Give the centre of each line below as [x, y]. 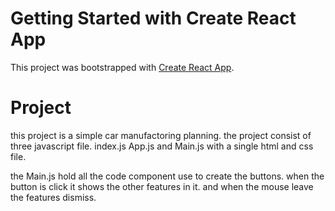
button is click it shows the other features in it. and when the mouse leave [162, 186]
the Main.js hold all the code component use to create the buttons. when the [167, 176]
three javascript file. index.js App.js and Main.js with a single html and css [162, 146]
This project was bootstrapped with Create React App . [122, 67]
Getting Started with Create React [153, 18]
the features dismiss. [53, 197]
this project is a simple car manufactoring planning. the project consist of [161, 135]
